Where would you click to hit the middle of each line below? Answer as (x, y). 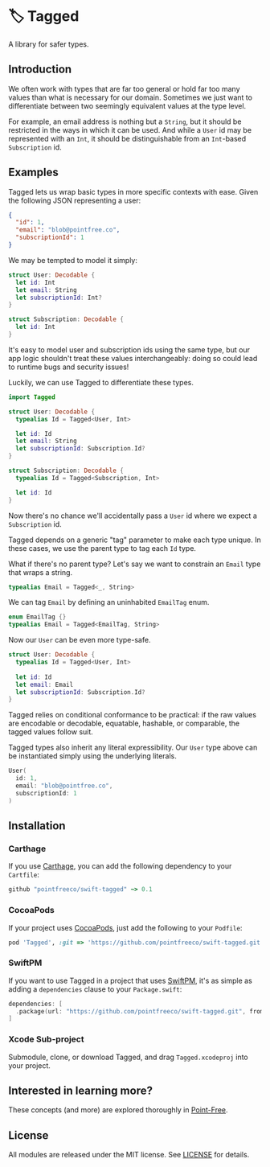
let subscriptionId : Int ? (59, 298)
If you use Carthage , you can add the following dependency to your (120, 866)
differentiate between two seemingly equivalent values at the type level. (127, 105)
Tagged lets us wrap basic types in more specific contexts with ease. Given (133, 191)
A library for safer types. (49, 44)
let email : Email (45, 684)
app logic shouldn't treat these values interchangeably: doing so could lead (133, 358)
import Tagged (32, 397)
